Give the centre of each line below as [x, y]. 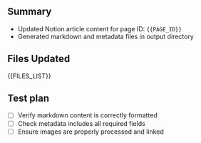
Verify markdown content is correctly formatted [88, 115]
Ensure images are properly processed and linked [91, 132]
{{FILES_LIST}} [29, 76]
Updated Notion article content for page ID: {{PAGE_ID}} [99, 28]
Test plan [29, 99]
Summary [30, 12]
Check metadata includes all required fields [82, 123]
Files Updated [39, 59]
